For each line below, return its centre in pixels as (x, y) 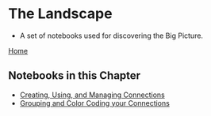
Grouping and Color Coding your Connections (95, 103)
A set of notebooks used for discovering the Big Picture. (111, 36)
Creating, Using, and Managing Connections (92, 95)
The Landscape (60, 14)
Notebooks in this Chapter (75, 76)
